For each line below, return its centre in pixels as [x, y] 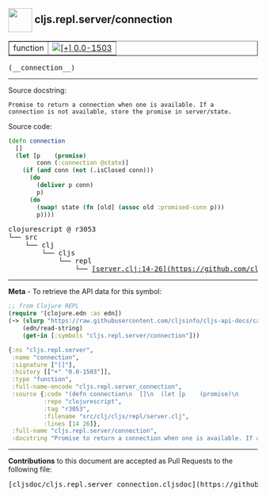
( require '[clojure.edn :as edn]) [65, 314]
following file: [30, 469]
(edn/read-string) [53, 329]
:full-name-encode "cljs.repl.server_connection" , [97, 387]
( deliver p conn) [65, 185]
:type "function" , [42, 380]
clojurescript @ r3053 [52, 229]
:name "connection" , [46, 357]
